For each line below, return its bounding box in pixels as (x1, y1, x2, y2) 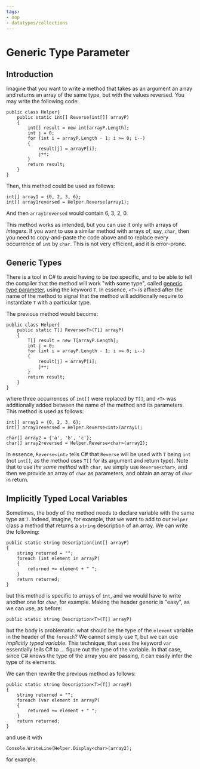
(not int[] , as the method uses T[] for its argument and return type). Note (6, 457, 189, 465)
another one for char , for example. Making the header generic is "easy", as (6, 598, 190, 605)
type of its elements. (6, 659, 57, 666)
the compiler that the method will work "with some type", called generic (6, 280, 183, 287)
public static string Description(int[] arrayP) (6, 540, 130, 546)
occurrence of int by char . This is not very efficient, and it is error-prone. (6, 240, 187, 248)
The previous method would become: (6, 310, 99, 318)
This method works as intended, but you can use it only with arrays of (6, 222, 178, 229)
